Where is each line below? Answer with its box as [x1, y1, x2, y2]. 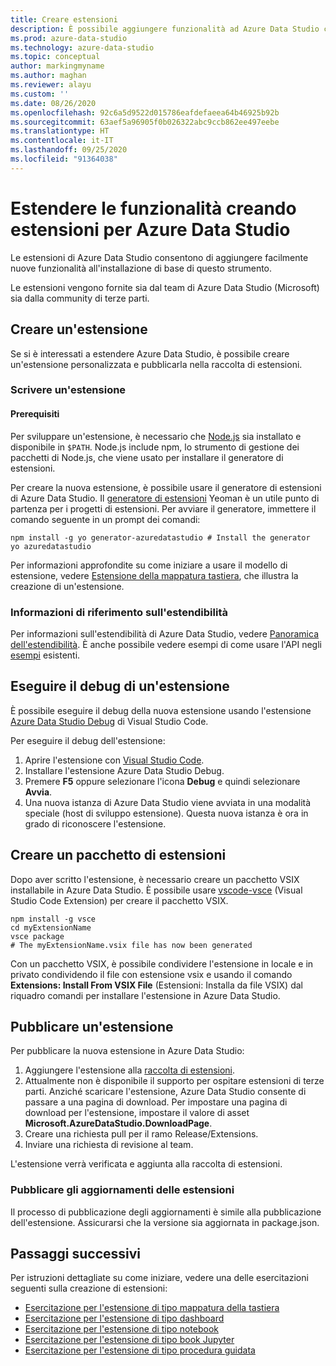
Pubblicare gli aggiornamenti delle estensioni [10, 1183, 235, 1197]
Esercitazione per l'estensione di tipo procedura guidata [24, 1344, 256, 1356]
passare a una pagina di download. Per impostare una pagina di [24, 1096, 288, 1108]
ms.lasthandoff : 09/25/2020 [10, 145, 128, 155]
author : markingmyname [10, 61, 105, 71]
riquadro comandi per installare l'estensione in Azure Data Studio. [10, 989, 281, 1001]
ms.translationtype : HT [10, 126, 110, 136]
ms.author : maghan [10, 71, 87, 81]
